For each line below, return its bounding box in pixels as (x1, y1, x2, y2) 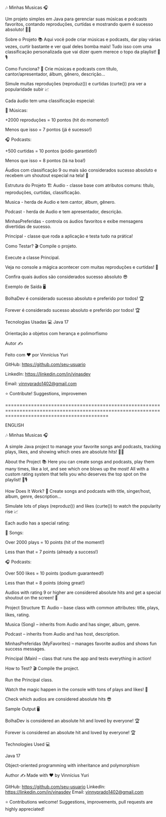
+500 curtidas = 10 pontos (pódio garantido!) (5, 148, 98, 154)
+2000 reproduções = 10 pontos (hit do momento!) (5, 117, 109, 123)
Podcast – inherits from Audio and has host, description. (5, 631, 120, 637)
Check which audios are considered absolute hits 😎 (5, 696, 111, 702)
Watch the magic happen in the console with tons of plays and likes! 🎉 (5, 687, 148, 692)
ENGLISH (5, 422, 24, 428)
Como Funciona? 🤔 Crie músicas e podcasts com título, (5, 66, 118, 71)
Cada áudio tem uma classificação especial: (5, 98, 95, 104)
